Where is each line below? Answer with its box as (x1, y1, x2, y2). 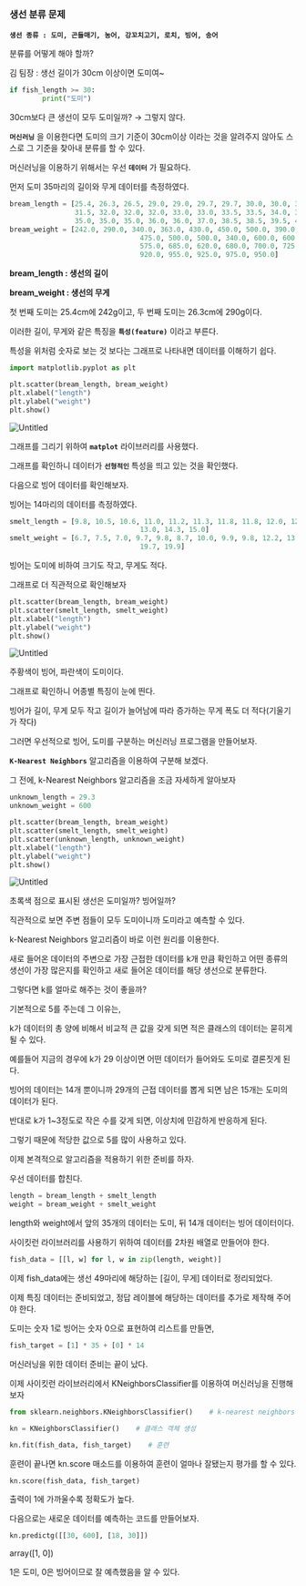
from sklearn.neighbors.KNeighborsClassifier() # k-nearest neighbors (9, 1407, 296, 1417)
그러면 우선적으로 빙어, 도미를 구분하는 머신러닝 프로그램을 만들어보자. (9, 736, 258, 747)
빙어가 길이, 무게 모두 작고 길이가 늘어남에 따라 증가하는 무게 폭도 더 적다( (9, 705, 270, 716)
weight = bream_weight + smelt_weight (9, 1200, 157, 1209)
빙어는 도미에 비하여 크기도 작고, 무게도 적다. (9, 560, 168, 571)
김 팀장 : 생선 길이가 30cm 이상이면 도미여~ (9, 67, 165, 78)
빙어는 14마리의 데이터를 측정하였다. (9, 498, 138, 509)
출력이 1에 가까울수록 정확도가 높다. (9, 1494, 135, 1505)
